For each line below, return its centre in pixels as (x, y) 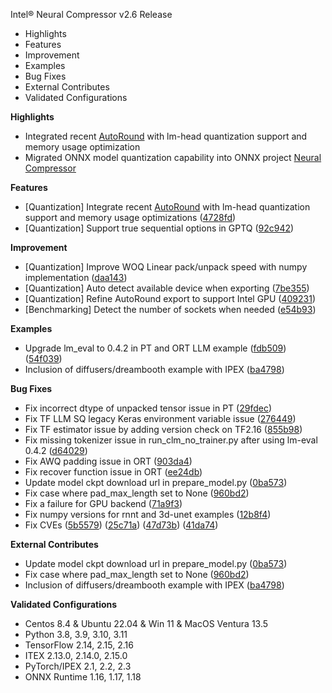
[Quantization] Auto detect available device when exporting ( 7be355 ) (167, 288)
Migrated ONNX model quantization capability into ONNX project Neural (173, 157)
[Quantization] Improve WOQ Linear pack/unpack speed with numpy (166, 267)
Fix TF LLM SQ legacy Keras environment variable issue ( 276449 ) (160, 418)
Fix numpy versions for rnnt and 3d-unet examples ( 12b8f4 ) (148, 514)
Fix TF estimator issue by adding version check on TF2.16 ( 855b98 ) (163, 429)
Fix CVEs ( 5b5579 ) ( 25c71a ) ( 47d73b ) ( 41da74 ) (121, 525)
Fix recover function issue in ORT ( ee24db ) (113, 472)
